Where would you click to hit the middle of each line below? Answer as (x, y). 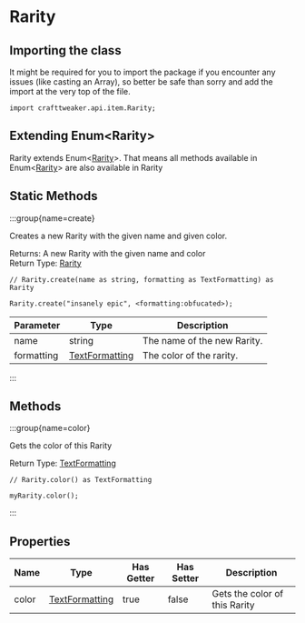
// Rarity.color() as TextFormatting (81, 480)
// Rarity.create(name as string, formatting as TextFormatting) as (142, 279)
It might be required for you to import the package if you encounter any (143, 72)
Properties (40, 542)
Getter (141, 578)
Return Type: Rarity (45, 263)
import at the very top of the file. (70, 91)
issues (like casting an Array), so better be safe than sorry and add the (142, 82)
